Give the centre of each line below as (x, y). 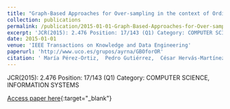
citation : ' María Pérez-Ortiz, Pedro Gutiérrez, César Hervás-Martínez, (117, 58)
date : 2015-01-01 (32, 39)
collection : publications (44, 20)
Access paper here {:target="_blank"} (60, 98)
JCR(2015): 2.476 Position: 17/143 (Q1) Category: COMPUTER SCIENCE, (108, 77)
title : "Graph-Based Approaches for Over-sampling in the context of (108, 13)
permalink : (23, 26)
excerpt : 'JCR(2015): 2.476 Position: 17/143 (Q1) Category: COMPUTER (110, 33)
